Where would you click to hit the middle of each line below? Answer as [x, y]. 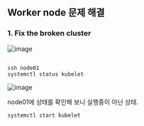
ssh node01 [23, 68]
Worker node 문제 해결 [56, 13]
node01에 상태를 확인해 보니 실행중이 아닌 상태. [73, 102]
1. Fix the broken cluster [49, 33]
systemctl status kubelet [45, 74]
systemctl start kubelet [44, 115]
